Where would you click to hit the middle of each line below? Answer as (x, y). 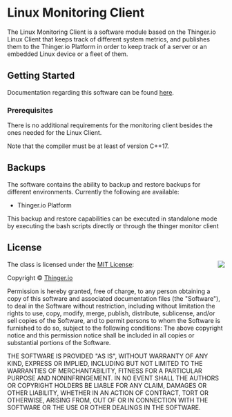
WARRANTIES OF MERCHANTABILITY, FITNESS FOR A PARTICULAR (105, 371)
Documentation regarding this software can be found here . (91, 92)
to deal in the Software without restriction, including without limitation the (111, 306)
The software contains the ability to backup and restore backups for (104, 184)
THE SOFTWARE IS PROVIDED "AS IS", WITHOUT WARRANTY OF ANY (108, 356)
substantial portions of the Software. (59, 342)
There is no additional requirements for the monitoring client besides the (110, 125)
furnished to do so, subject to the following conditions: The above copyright (115, 328)
